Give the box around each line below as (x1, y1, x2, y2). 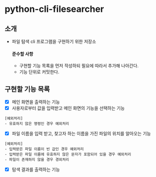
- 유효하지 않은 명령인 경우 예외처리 (4, 121, 70, 126)
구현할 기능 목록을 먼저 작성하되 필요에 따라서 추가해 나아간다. (19, 63, 139, 69)
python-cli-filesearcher (4, 3, 104, 15)
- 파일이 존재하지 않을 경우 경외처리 (4, 157, 70, 162)
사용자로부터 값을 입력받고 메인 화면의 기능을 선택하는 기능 (11, 105, 125, 111)
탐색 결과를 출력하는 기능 (11, 167, 60, 173)
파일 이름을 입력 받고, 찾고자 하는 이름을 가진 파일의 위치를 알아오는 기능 (11, 130, 151, 137)
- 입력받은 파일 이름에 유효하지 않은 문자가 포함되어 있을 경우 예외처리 (4, 152, 131, 157)
